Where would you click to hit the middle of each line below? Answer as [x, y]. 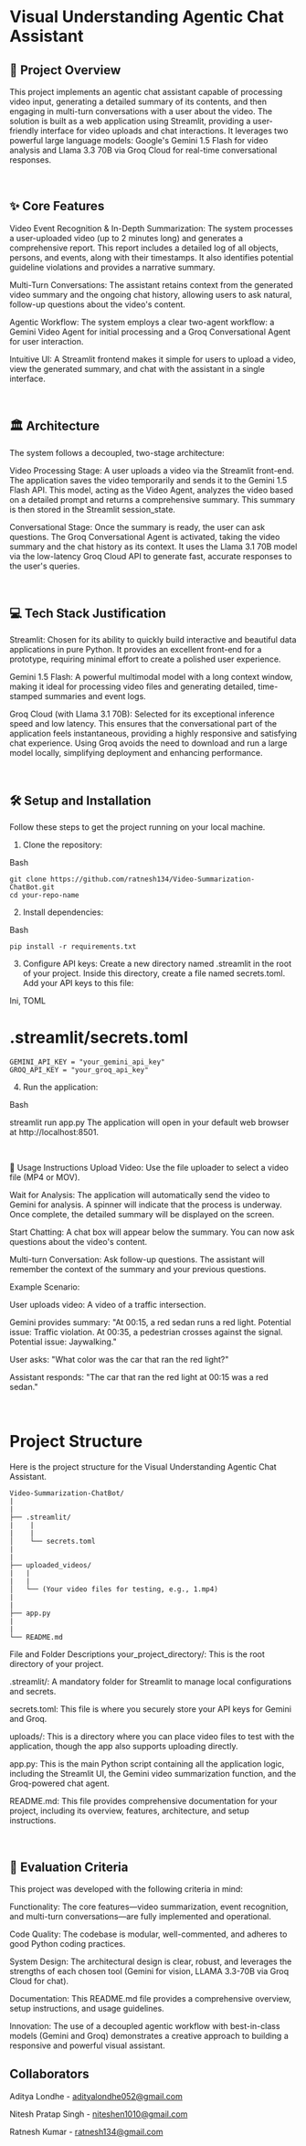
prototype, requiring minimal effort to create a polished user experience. [145, 659]
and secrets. [33, 1692]
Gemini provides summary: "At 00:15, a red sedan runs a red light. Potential [150, 1323]
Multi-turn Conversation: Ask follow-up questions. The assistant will [137, 1259]
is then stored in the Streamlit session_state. [93, 509]
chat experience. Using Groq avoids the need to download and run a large [148, 743]
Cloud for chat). [39, 1981]
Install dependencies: [63, 912]
